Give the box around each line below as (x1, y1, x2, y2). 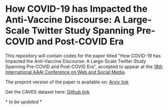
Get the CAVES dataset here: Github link (5, 89, 90, 95)
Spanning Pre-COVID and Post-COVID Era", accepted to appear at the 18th (5, 63, 163, 70)
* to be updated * (5, 98, 43, 105)
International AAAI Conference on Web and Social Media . (5, 69, 127, 75)
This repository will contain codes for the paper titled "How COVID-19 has (5, 52, 161, 59)
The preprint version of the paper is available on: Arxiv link (5, 79, 129, 85)
